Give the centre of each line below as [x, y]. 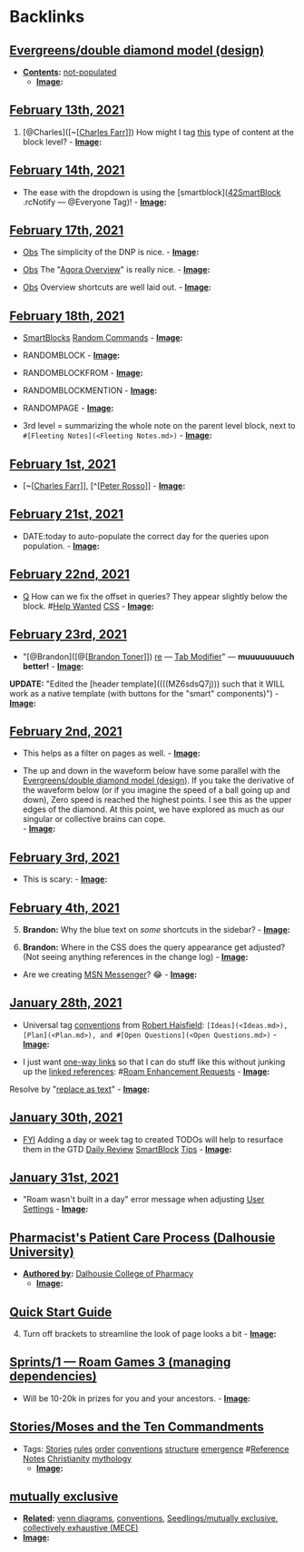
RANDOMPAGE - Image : [68, 408]
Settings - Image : [55, 1209]
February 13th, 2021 [67, 110]
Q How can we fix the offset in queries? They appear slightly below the [155, 596]
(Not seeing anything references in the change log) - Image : [135, 956]
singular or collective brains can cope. [94, 819]
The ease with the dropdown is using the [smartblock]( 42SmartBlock [152, 192]
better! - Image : [53, 666]
